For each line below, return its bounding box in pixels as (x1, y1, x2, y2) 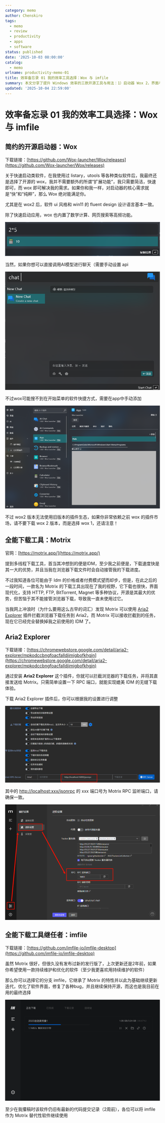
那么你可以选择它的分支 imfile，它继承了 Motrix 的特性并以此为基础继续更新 (5, 977, 158, 983)
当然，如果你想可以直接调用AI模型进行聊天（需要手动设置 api (5, 262, 129, 267)
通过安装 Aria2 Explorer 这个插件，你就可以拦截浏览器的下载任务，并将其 (5, 673, 154, 679)
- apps (9, 39, 23, 44)
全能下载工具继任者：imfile (5, 931, 87, 939)
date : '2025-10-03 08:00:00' (5, 55, 65, 60)
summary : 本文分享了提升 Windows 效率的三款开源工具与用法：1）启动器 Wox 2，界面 (5, 81, 159, 86)
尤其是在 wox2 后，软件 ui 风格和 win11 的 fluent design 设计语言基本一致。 (5, 201, 157, 207)
